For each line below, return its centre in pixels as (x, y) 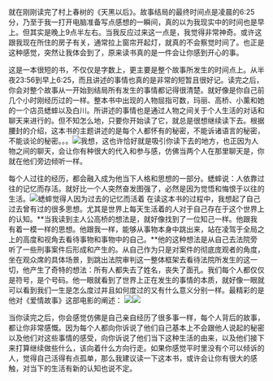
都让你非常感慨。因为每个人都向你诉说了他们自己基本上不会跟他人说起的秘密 (136, 328)
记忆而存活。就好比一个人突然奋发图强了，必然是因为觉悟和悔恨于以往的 (143, 188)
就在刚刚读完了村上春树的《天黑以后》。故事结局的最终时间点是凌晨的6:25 (132, 12)
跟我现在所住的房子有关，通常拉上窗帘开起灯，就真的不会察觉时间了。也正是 (136, 42)
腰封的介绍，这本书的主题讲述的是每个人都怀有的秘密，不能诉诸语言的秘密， (136, 131)
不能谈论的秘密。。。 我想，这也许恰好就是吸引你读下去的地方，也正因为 (130, 141)
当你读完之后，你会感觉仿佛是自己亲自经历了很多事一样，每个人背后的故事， (136, 318)
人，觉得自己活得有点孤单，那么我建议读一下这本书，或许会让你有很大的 (129, 358)
